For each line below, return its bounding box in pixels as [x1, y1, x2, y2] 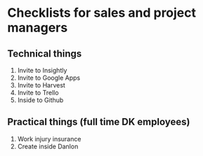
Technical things [7, 48, 82, 59]
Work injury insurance [17, 134, 81, 143]
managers [7, 20, 68, 36]
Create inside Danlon [17, 142, 79, 150]
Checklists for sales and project [7, 5, 197, 21]
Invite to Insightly [17, 66, 67, 74]
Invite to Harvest [17, 81, 65, 89]
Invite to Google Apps [17, 73, 81, 82]
